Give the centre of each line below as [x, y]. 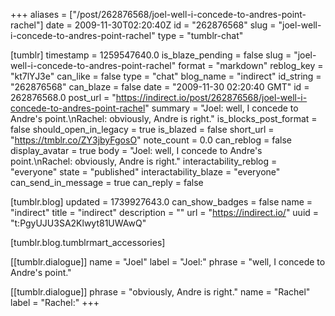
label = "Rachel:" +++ [55, 302]
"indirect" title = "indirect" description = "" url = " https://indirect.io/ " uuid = [165, 212]
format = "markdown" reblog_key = [251, 65]
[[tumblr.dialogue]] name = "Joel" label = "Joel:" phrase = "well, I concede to [168, 262]
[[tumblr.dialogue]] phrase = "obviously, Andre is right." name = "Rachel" [160, 292]
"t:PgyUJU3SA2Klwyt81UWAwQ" [78, 223]
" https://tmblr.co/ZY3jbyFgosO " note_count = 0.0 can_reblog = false [151, 140]
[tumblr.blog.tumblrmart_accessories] [88, 242]
